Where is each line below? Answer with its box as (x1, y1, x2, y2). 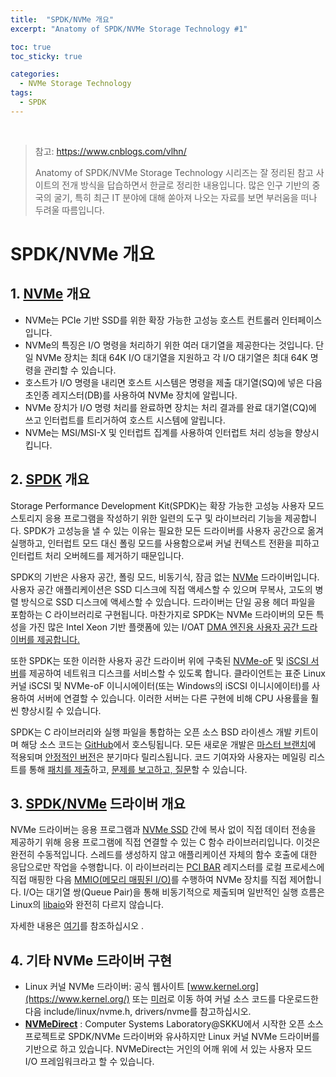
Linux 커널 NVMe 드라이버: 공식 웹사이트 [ (24, 981, 191, 993)
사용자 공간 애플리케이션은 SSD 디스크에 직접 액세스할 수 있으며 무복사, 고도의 (10, 583, 313, 595)
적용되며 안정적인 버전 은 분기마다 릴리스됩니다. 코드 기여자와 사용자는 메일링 (10, 751, 307, 763)
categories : (10, 69, 60, 80)
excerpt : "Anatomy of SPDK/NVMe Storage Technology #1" (10, 24, 248, 34)
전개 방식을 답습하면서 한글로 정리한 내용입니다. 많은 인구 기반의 (61, 179, 310, 191)
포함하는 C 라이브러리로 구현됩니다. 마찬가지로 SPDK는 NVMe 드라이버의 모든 (10, 608, 314, 620)
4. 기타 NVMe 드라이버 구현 (10, 952, 173, 969)
